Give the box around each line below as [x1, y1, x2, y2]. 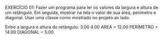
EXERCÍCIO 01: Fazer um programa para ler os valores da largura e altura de [5, 5, 159, 10]
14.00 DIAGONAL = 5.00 [5, 29, 54, 35]
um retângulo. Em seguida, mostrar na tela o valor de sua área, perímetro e [5, 10, 156, 15]
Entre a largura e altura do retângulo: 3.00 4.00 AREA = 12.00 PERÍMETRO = [5, 24, 158, 30]
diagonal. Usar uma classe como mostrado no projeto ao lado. [5, 15, 131, 20]
